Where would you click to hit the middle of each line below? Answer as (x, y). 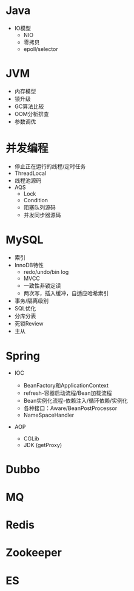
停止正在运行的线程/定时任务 (50, 166)
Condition (36, 200)
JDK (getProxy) (42, 445)
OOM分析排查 (32, 114)
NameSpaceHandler (49, 415)
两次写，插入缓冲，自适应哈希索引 (66, 293)
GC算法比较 (29, 106)
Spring (23, 356)
